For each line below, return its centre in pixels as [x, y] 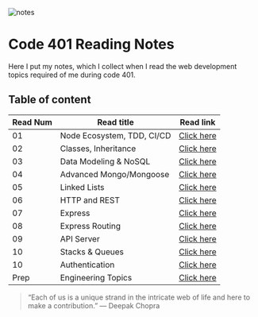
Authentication [87, 265]
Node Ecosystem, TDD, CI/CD [116, 135]
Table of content [50, 100]
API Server [80, 238]
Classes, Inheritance [98, 149]
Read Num [33, 122]
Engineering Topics [96, 277]
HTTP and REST [90, 200]
